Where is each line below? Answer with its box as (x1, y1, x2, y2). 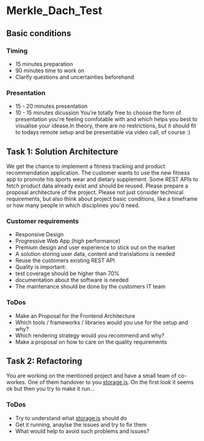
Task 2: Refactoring (6, 356, 82, 366)
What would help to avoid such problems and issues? (15, 427, 150, 435)
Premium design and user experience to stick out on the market (15, 244, 175, 251)
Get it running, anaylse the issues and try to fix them (15, 421, 147, 428)
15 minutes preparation (15, 60, 73, 67)
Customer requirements (6, 217, 79, 225)
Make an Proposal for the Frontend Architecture (15, 312, 136, 319)
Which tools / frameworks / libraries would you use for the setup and (15, 318, 188, 326)
